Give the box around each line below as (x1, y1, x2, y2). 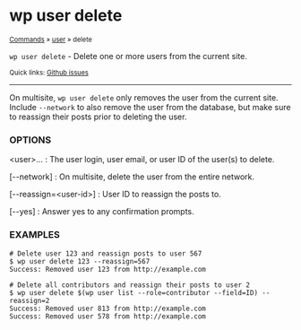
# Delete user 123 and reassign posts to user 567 (9, 248, 202, 258)
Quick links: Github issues (9, 68, 90, 77)
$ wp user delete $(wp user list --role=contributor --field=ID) (9, 288, 258, 297)
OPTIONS (9, 134, 52, 146)
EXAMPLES (9, 229, 60, 241)
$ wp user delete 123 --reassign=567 (9, 256, 150, 265)
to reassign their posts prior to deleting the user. (9, 111, 187, 122)
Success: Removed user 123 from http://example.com (9, 265, 206, 274)
